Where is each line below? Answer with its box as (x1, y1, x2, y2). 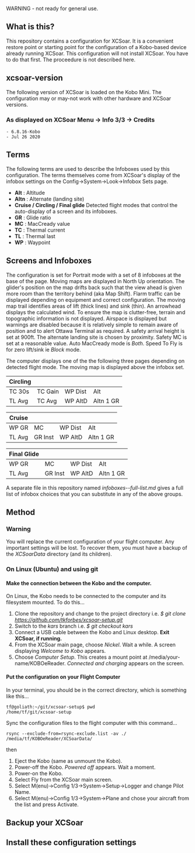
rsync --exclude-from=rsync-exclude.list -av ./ (6, 731, 127, 737)
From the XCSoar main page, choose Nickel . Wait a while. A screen (14, 641, 176, 648)
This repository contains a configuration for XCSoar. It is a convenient (6, 37, 174, 44)
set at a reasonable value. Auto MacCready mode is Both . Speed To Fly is (6, 339, 183, 347)
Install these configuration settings (6, 838, 137, 848)
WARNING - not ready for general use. (6, 5, 98, 12)
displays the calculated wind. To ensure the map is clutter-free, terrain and (6, 308, 186, 315)
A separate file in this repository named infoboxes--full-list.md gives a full (6, 484, 184, 491)
